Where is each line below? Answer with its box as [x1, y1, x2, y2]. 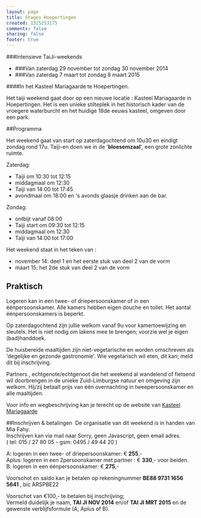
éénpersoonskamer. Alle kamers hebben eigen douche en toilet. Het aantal [6, 304, 191, 311]
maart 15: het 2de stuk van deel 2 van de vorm [14, 264, 130, 271]
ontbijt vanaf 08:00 [14, 215, 63, 222]
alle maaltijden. [6, 390, 44, 397]
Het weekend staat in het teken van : [6, 246, 97, 253]
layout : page [6, 8, 39, 15]
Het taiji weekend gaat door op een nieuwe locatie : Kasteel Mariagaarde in [6, 94, 192, 101]
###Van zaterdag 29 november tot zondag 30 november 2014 [14, 65, 169, 72]
